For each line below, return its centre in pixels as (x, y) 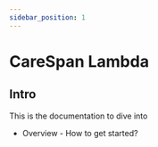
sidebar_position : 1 (48, 17)
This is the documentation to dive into (79, 116)
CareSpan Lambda (79, 61)
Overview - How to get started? (80, 133)
